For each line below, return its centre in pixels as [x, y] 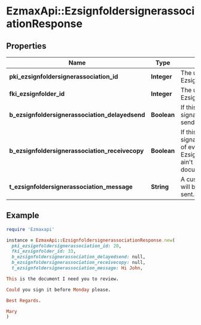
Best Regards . [24, 300]
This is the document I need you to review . [63, 279]
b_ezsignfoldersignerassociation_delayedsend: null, [79, 257]
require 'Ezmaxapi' [31, 229]
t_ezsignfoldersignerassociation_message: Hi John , [77, 268]
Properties [26, 46]
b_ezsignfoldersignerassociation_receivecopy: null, [79, 263]
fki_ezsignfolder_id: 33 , [44, 251]
